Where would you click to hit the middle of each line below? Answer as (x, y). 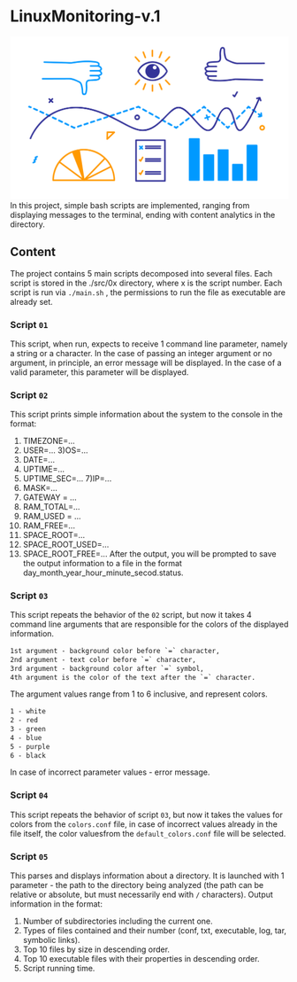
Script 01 (29, 324)
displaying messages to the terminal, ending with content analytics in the (143, 214)
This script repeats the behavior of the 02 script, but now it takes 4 (131, 615)
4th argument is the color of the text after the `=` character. (133, 678)
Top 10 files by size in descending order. (96, 949)
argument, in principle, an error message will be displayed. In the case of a (146, 362)
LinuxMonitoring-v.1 (85, 16)
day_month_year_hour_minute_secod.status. (103, 573)
